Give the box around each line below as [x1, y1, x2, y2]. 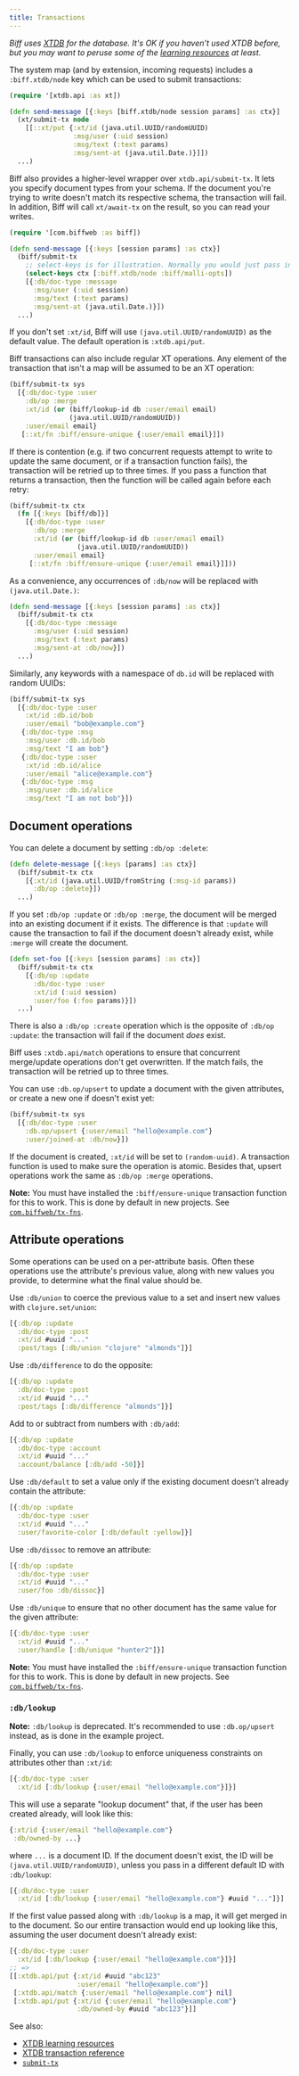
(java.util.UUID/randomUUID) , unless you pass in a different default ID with [9, 1859, 285, 1870]
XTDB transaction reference [21, 2047, 125, 2058]
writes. [9, 210, 35, 221]
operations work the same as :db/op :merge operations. [9, 1170, 214, 1181]
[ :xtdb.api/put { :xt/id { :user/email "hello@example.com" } [12, 1997, 238, 2006]
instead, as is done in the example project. [9, 1731, 165, 1742]
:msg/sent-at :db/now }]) [32, 643, 125, 652]
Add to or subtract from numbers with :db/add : [9, 1418, 181, 1429]
